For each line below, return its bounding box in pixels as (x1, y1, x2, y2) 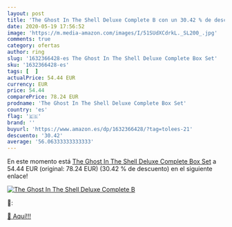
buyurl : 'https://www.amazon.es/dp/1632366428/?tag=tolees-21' (7, 126, 193, 132)
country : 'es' (7, 106, 48, 113)
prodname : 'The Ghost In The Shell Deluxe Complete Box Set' (7, 100, 187, 107)
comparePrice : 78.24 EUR (7, 94, 79, 101)
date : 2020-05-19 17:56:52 (7, 23, 85, 30)
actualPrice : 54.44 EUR (7, 74, 76, 81)
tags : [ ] (7, 68, 39, 75)
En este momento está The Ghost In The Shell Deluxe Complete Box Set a (7, 157, 217, 166)
